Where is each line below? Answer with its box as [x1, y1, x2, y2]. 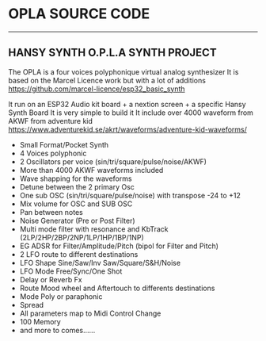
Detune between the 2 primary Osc [19, 182, 135, 191]
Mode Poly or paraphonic [19, 291, 103, 301]
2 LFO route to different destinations [19, 249, 139, 259]
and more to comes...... [19, 325, 96, 335]
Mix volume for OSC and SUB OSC [19, 199, 133, 209]
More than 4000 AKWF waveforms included [19, 165, 164, 174]
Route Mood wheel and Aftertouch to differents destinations [19, 283, 215, 293]
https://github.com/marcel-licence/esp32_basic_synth [8, 84, 185, 94]
